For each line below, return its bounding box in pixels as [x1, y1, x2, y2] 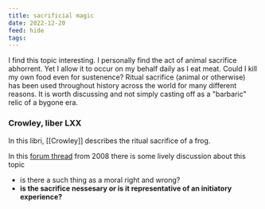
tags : [8, 33, 26, 42]
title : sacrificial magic [8, 11, 94, 20]
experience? [19, 192, 63, 201]
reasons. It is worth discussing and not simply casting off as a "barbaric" [8, 89, 247, 99]
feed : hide [8, 26, 45, 34]
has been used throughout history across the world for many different [8, 81, 237, 91]
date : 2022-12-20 [8, 19, 66, 27]
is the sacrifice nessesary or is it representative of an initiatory [19, 184, 232, 193]
